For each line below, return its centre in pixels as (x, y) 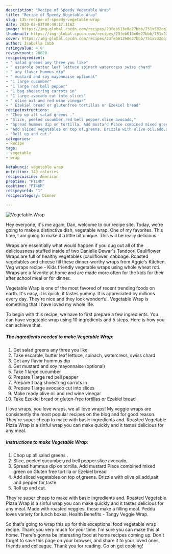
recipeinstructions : (28, 110)
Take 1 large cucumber (37, 372)
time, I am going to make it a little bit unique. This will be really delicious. (82, 235)
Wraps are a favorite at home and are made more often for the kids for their (85, 273)
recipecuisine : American (32, 177)
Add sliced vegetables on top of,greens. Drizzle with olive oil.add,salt (86, 477)
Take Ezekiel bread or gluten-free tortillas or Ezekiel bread (74, 399)
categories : (18, 139)
